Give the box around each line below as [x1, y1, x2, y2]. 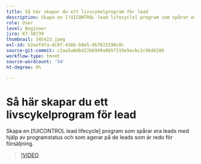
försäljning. [6, 140, 34, 147]
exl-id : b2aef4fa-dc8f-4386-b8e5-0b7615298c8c [6, 42, 124, 48]
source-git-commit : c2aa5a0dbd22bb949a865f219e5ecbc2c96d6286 [6, 48, 165, 54]
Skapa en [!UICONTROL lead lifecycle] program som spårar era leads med [6, 128, 190, 135]
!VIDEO [20, 151, 39, 159]
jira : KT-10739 [6, 31, 44, 37]
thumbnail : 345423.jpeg [6, 36, 66, 42]
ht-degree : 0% [6, 64, 42, 70]
